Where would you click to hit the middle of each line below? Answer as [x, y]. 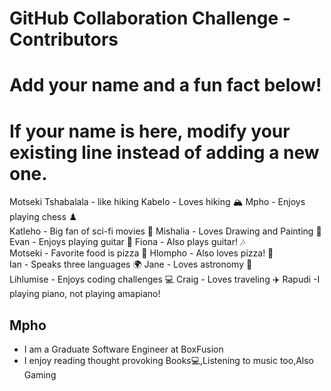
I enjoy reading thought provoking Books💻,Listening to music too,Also [169, 361]
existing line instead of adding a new [164, 152]
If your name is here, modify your [150, 131]
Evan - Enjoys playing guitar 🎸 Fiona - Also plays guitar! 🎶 [127, 242]
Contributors [64, 39]
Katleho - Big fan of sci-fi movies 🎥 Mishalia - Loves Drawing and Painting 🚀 [165, 231]
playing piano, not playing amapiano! [85, 294]
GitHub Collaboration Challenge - [150, 18]
